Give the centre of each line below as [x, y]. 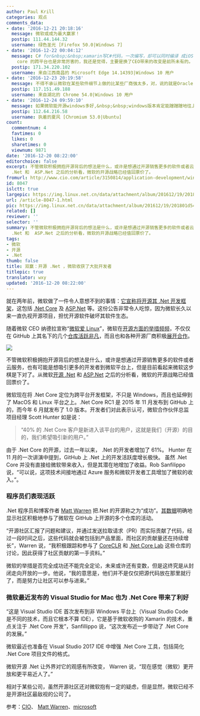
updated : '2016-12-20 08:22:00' [46, 283]
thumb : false [22, 261]
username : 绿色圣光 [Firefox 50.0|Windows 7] [67, 45]
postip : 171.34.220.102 [41, 67]
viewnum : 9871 [29, 150]
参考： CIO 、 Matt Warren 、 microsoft [51, 707]
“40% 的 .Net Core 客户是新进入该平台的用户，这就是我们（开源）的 [104, 429]
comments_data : [25, 23]
